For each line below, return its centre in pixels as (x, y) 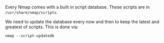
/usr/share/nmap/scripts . (32, 12)
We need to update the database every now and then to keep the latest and (82, 22)
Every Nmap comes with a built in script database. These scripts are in (78, 7)
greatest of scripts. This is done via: (42, 27)
